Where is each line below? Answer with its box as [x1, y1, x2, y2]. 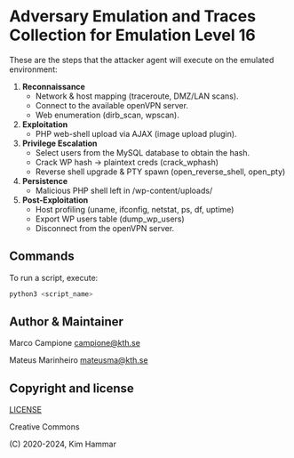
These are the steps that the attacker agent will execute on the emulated [9, 54, 274, 65]
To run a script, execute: [9, 272, 99, 283]
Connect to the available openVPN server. [35, 100, 189, 110]
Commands [9, 249, 75, 264]
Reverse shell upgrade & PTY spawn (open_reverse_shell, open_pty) [35, 166, 286, 177]
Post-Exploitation [21, 194, 89, 205]
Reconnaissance [21, 81, 86, 92]
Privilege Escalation [21, 138, 98, 149]
